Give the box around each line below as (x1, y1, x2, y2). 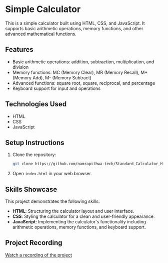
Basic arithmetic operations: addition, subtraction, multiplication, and (12, 59, 154, 65)
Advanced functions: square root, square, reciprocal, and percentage (12, 80, 155, 86)
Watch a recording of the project (5, 252, 72, 258)
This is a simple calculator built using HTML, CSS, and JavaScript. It (5, 20, 145, 26)
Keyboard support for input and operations (12, 85, 101, 91)
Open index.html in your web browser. (12, 171, 92, 177)
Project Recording (5, 238, 62, 247)
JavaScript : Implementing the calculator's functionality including (12, 219, 146, 225)
